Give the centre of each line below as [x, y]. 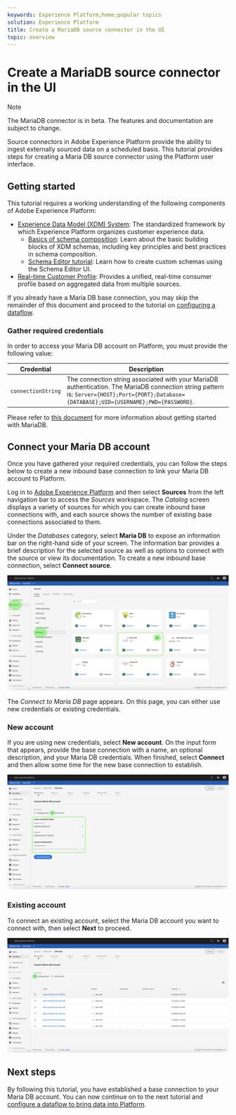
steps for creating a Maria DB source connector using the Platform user [111, 157]
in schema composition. [63, 254]
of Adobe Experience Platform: [52, 210]
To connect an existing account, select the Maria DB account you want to [113, 920]
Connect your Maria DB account [79, 446]
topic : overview [31, 37]
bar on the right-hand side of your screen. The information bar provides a [113, 543]
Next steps [32, 1072]
